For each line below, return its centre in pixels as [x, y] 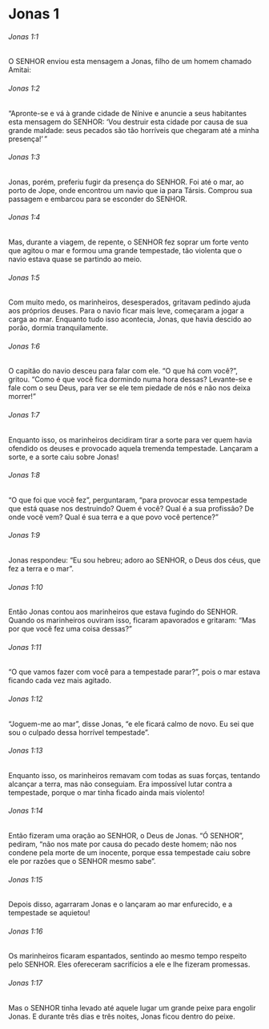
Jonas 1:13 [26, 751]
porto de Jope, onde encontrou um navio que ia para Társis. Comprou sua [130, 190]
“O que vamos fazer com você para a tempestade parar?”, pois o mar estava [134, 672]
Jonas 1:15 [26, 879]
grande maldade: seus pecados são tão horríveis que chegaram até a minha [134, 130]
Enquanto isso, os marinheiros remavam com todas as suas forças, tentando [134, 775]
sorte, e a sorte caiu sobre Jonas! [64, 457]
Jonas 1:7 [24, 415]
